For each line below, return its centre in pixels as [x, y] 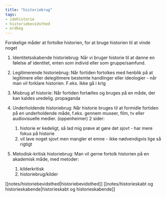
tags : [11, 14]
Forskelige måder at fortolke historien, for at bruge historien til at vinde [78, 42]
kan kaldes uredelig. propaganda [46, 98]
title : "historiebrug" [29, 10]
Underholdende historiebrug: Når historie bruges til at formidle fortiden [85, 108]
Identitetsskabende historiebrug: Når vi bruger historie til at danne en [83, 57]
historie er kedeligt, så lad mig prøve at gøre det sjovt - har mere [86, 128]
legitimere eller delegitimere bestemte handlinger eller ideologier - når [84, 78]
